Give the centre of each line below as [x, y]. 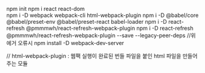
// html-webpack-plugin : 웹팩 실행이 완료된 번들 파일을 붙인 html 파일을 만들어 [102, 56]
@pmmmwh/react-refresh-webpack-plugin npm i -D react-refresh [110, 28]
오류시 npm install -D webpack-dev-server [71, 43]
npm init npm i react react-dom [45, 9]
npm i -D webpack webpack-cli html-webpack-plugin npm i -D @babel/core [102, 15]
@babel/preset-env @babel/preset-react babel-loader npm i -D [87, 22]
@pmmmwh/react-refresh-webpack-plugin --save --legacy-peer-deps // [99, 35]
